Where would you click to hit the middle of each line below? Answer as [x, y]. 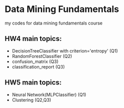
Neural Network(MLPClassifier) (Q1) [49, 94]
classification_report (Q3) [38, 66]
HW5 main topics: [33, 83]
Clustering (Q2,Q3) [31, 100]
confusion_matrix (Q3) [35, 61]
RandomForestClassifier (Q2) [42, 56]
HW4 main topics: [33, 39]
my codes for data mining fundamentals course [54, 23]
